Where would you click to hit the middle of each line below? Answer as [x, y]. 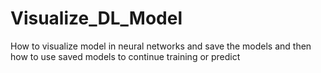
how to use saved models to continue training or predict [125, 56]
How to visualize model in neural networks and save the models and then [161, 46]
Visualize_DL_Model [96, 18]
